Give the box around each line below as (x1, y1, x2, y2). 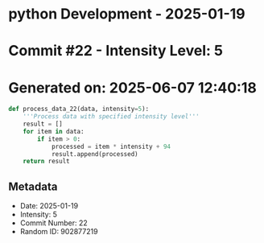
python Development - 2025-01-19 (8, 5, 245, 23)
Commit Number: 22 (19, 218, 88, 228)
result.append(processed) (51, 150, 138, 158)
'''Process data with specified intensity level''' (23, 113, 200, 121)
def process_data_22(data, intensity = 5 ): (8, 105, 150, 113)
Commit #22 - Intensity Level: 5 (8, 42, 224, 60)
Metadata (8, 179, 58, 193)
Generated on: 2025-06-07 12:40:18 (8, 78, 258, 97)
